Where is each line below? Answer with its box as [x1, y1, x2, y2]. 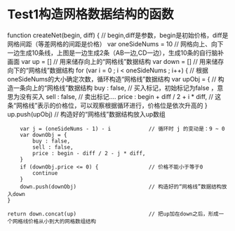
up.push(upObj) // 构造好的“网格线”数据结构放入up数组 [7, 110, 166, 118]
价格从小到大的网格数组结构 [27, 218, 97, 225]
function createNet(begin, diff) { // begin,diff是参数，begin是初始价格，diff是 [7, 31, 229, 39]
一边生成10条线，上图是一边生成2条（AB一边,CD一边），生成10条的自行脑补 [7, 48, 224, 57]
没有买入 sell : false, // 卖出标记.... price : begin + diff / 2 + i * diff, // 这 [19, 92, 222, 100]
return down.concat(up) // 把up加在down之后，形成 [7, 210, 219, 218]
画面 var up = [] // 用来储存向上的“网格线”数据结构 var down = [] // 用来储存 [7, 57, 224, 65]
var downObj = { [20, 131, 68, 138]
